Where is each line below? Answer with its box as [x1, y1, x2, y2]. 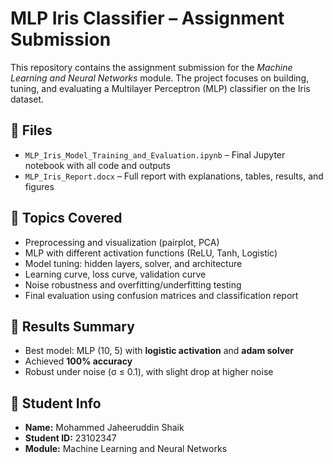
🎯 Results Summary [10, 318, 135, 335]
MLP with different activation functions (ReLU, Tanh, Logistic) [24, 247, 278, 259]
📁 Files [10, 122, 53, 139]
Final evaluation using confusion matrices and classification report [24, 289, 299, 301]
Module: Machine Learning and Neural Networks [24, 443, 228, 455]
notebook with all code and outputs [24, 159, 171, 171]
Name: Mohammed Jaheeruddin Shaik [24, 422, 185, 434]
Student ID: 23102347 [24, 432, 117, 444]
